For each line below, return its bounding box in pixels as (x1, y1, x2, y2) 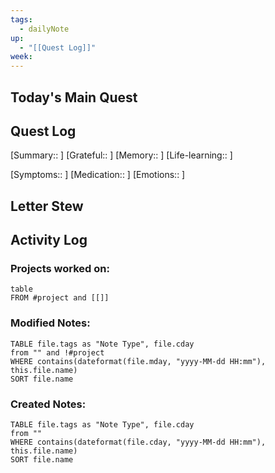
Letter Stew (10, 197, 84, 215)
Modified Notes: (10, 316, 91, 330)
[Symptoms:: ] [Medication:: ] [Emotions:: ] (10, 169, 186, 181)
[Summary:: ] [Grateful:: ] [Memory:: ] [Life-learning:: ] (10, 149, 233, 161)
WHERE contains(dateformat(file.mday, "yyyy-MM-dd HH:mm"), (10, 356, 267, 366)
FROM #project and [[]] (10, 293, 110, 303)
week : (10, 52, 33, 62)
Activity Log (10, 232, 88, 249)
